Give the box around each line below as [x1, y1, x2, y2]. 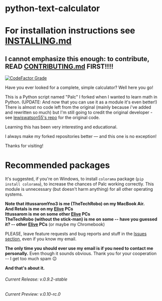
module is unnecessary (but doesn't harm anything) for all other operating [5, 186, 153, 192]
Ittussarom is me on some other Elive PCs [5, 211, 91, 217]
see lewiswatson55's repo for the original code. [5, 115, 100, 120]
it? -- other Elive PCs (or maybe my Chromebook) [5, 221, 105, 227]
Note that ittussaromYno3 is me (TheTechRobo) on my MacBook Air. [5, 201, 145, 207]
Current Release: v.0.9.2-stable [5, 276, 68, 282]
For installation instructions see [5, 25, 135, 36]
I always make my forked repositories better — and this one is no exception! [5, 134, 157, 139]
